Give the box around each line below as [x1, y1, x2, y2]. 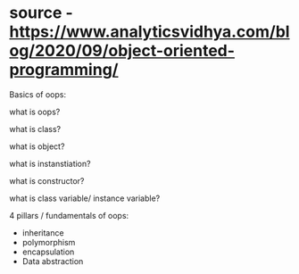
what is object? [9, 141, 65, 152]
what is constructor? [9, 175, 85, 186]
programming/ [9, 60, 119, 80]
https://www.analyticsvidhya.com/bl [9, 21, 290, 42]
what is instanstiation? [9, 158, 91, 169]
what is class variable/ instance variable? [9, 193, 161, 203]
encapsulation [21, 246, 75, 257]
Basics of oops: [9, 88, 67, 100]
